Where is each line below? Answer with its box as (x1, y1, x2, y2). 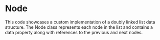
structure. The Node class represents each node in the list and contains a (5, 24, 153, 30)
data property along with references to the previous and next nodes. (5, 29, 143, 35)
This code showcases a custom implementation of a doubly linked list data (5, 19, 156, 25)
